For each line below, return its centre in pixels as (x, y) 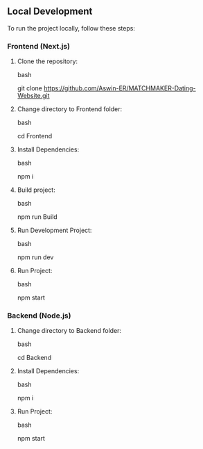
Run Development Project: (54, 230)
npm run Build (37, 217)
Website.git (33, 96)
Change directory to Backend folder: (69, 331)
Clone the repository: (47, 61)
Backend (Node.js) (39, 316)
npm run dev (35, 257)
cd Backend (34, 358)
